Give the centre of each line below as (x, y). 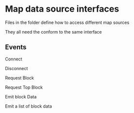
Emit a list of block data (29, 106)
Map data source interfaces (62, 9)
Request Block (19, 78)
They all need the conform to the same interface (54, 32)
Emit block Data (21, 96)
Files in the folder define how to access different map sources (67, 22)
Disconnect (17, 68)
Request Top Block (24, 87)
